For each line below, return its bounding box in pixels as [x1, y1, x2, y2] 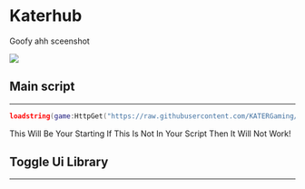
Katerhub [9, 5, 83, 26]
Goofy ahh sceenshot [9, 35, 91, 46]
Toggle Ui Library [9, 154, 109, 170]
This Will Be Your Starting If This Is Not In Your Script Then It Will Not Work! [9, 128, 292, 139]
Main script [9, 79, 75, 94]
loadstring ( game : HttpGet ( [9, 111, 107, 121]
